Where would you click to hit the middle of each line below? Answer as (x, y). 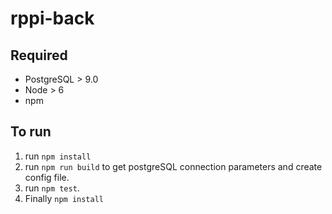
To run (31, 132)
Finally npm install (64, 198)
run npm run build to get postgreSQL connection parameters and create (173, 166)
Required (39, 55)
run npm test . (52, 188)
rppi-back (52, 18)
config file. (47, 177)
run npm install (58, 156)
